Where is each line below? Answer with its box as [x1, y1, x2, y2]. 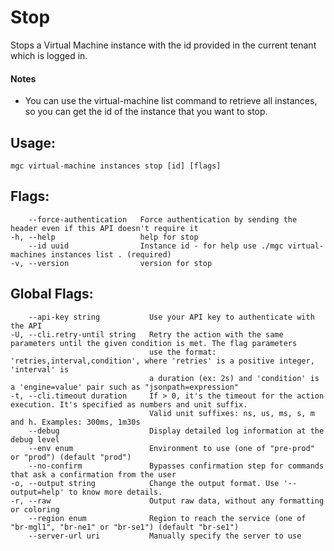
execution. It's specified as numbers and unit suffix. [10, 399, 248, 410]
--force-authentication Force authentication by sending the [28, 214, 298, 225]
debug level [10, 434, 60, 445]
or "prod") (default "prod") [10, 452, 132, 462]
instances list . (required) [50, 249, 172, 260]
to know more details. [68, 487, 163, 497]
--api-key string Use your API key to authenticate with [28, 312, 315, 322]
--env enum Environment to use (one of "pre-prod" [28, 443, 315, 453]
